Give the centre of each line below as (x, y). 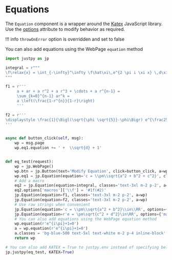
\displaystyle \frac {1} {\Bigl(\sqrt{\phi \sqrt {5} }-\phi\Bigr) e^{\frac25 (87, 120)
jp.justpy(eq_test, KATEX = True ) (40, 252)
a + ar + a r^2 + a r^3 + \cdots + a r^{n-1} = (68, 91)
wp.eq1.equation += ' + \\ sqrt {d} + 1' (58, 148)
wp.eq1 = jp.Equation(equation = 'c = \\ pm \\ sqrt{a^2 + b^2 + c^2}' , (88, 176)
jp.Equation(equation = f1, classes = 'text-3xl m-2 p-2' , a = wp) (81, 195)
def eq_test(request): (29, 162)
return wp (25, 238)
